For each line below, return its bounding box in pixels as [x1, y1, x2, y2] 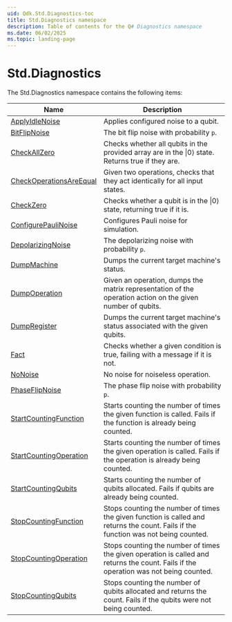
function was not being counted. [103, 529, 209, 539]
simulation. [103, 225, 139, 234]
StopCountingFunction [10, 516, 84, 526]
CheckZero [10, 200, 47, 210]
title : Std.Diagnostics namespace [7, 17, 107, 23]
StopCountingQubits [10, 591, 77, 601]
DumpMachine [10, 260, 59, 270]
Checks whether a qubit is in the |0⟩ [103, 196, 220, 206]
